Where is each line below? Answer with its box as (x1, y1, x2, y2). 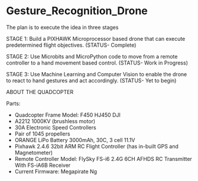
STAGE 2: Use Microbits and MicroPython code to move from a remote (6, 53, 178, 60)
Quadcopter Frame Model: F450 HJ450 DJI (14, 111, 121, 118)
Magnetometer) (14, 149, 53, 156)
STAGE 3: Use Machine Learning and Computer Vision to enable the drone (6, 70, 187, 77)
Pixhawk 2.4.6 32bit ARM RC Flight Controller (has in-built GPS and (14, 143, 179, 150)
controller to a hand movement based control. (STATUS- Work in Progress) (6, 59, 188, 66)
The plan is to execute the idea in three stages (6, 24, 119, 31)
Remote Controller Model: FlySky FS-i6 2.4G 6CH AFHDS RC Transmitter (14, 155, 192, 162)
